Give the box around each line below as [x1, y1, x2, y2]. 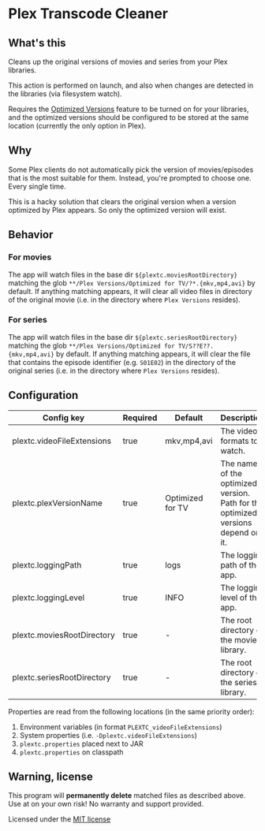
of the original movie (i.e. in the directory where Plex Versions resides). [8, 295, 241, 304]
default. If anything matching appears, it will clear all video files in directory [8, 286, 252, 296]
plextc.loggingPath [12, 559, 82, 570]
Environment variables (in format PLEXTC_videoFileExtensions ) [19, 722, 222, 732]
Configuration [8, 389, 79, 402]
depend [220, 527, 249, 538]
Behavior [8, 228, 54, 241]
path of [220, 559, 247, 570]
